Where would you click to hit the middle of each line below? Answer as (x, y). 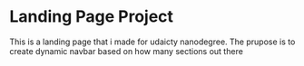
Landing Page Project (92, 17)
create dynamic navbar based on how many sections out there (126, 51)
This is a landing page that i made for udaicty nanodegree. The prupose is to (152, 42)
